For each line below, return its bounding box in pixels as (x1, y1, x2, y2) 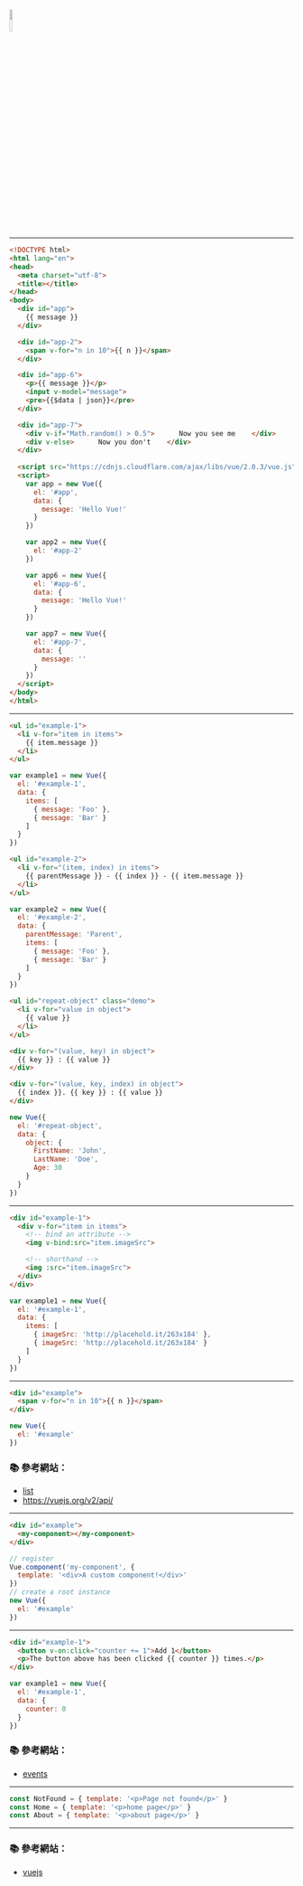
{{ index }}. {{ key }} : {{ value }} (17, 1089, 164, 1098)
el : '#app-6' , (32, 579, 87, 589)
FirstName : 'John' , (32, 1146, 106, 1155)
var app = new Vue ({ (25, 479, 103, 488)
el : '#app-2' (32, 546, 83, 555)
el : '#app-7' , (32, 637, 87, 646)
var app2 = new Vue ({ (25, 538, 106, 547)
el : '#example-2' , (17, 913, 87, 922)
